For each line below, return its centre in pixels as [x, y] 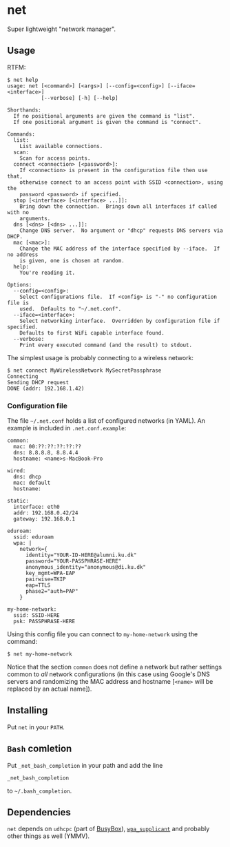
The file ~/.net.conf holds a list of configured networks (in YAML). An [106, 421]
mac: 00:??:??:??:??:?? [47, 447]
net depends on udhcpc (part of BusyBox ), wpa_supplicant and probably [108, 829]
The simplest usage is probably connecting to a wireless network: [101, 357]
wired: [17, 471]
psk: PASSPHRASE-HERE [44, 622]
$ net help [23, 80]
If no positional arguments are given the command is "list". [104, 116]
